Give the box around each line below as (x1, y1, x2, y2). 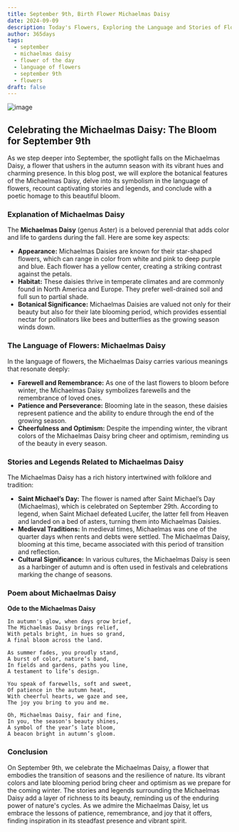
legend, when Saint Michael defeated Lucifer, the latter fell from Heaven (17, 509, 229, 518)
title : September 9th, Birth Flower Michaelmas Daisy (7, 10, 171, 18)
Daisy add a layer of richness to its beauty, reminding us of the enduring (7, 793, 219, 802)
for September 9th (7, 135, 91, 147)
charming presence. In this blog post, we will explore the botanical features (7, 169, 228, 178)
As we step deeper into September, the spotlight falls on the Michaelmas (7, 154, 221, 163)
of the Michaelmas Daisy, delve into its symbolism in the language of (7, 176, 208, 186)
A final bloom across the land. (7, 636, 103, 644)
